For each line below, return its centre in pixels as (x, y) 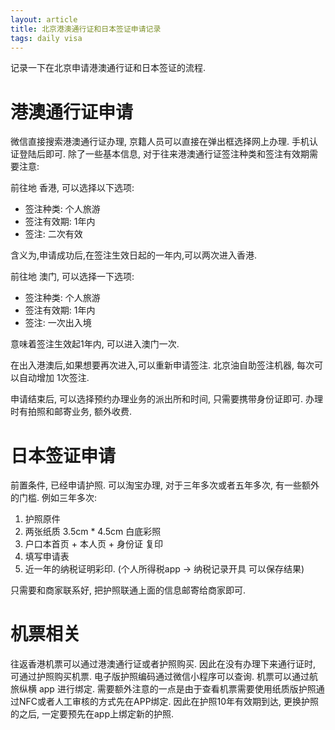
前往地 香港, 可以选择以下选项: (72, 188)
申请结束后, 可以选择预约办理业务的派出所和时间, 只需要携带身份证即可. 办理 (166, 399)
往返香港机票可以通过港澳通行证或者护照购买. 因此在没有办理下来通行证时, (163, 664)
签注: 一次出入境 (58, 323)
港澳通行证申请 (72, 112)
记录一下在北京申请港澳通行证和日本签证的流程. (108, 68)
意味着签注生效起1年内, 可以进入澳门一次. (95, 344)
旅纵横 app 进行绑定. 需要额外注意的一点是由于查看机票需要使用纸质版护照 (163, 689)
